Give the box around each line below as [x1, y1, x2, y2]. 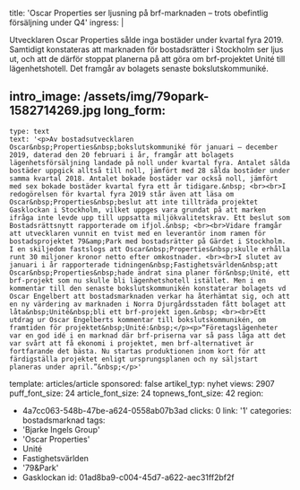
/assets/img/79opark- [83, 89, 210, 104]
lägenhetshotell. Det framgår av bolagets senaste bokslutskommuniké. [9, 63, 269, 74]
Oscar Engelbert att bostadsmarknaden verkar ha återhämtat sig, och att [9, 292, 291, 301]
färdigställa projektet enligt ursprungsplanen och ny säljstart [9, 354, 258, 363]
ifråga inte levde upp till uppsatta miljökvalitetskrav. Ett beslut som [9, 213, 291, 223]
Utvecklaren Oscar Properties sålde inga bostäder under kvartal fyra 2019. [9, 35, 284, 45]
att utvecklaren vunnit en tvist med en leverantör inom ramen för [9, 229, 267, 238]
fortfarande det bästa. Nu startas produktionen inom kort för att [9, 346, 267, 355]
